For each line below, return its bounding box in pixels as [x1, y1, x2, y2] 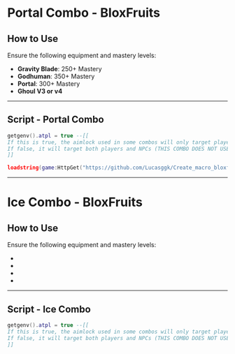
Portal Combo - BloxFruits [7, 5, 161, 21]
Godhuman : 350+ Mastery [17, 72, 95, 80]
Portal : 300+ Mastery [17, 80, 80, 88]
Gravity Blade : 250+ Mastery [17, 65, 103, 73]
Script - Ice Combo [7, 303, 91, 315]
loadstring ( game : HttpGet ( [7, 164, 83, 172]
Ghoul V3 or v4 [17, 87, 63, 95]
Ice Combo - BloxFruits [7, 194, 143, 210]
